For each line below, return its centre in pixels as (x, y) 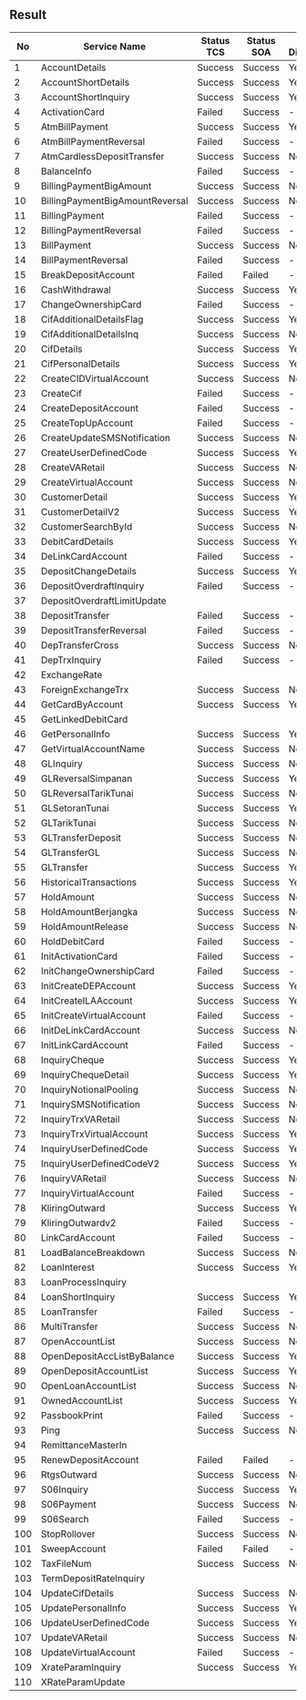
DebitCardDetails (77, 541)
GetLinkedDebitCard (84, 719)
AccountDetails (73, 67)
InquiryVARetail (73, 1178)
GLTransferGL (70, 852)
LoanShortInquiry (78, 1296)
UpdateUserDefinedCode (95, 1623)
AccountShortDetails (85, 82)
